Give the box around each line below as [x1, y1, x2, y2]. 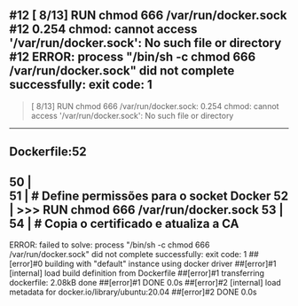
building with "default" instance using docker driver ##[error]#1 [44, 258, 277, 270]
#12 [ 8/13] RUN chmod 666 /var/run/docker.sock [9, 8, 287, 23]
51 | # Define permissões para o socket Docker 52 [9, 188, 289, 203]
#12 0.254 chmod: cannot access [9, 22, 198, 37]
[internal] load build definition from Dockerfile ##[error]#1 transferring [9, 268, 264, 279]
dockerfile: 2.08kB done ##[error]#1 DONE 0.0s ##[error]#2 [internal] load [9, 278, 281, 288]
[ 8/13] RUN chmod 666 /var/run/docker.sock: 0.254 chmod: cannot [30, 100, 279, 111]
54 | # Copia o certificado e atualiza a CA [9, 216, 239, 231]
